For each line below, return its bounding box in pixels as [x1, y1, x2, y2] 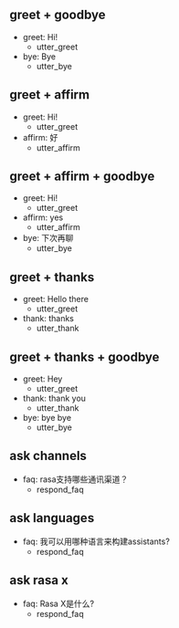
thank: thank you [22, 392, 87, 404]
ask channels [9, 448, 87, 464]
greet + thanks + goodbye [9, 349, 160, 364]
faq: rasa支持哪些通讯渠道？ [22, 474, 129, 485]
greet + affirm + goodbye [9, 169, 155, 184]
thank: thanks [22, 313, 75, 324]
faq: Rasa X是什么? [22, 598, 94, 609]
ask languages [9, 510, 95, 526]
